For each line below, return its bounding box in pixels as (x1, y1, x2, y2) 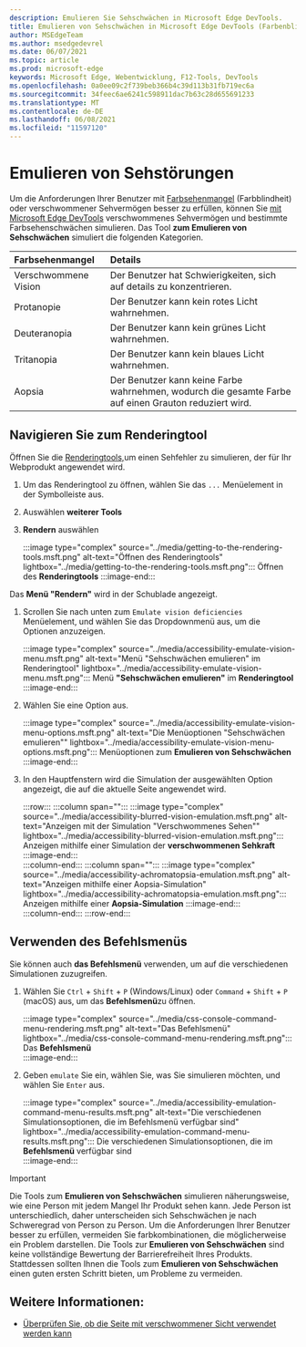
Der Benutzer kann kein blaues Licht (109, 347, 265, 360)
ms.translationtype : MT (9, 98, 100, 108)
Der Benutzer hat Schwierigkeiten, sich (109, 268, 277, 281)
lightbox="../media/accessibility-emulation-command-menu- (22, 1125, 250, 1136)
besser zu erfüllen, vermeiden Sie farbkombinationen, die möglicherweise (9, 1228, 287, 1240)
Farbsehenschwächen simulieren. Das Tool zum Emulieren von (9, 222, 248, 233)
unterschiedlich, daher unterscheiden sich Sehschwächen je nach (9, 1209, 257, 1220)
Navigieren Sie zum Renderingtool (9, 428, 208, 443)
